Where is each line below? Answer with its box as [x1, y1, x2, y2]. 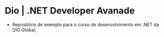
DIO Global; [12, 26, 37, 32]
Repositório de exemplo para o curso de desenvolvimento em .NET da [12, 21, 159, 27]
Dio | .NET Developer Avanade [5, 5, 135, 16]
